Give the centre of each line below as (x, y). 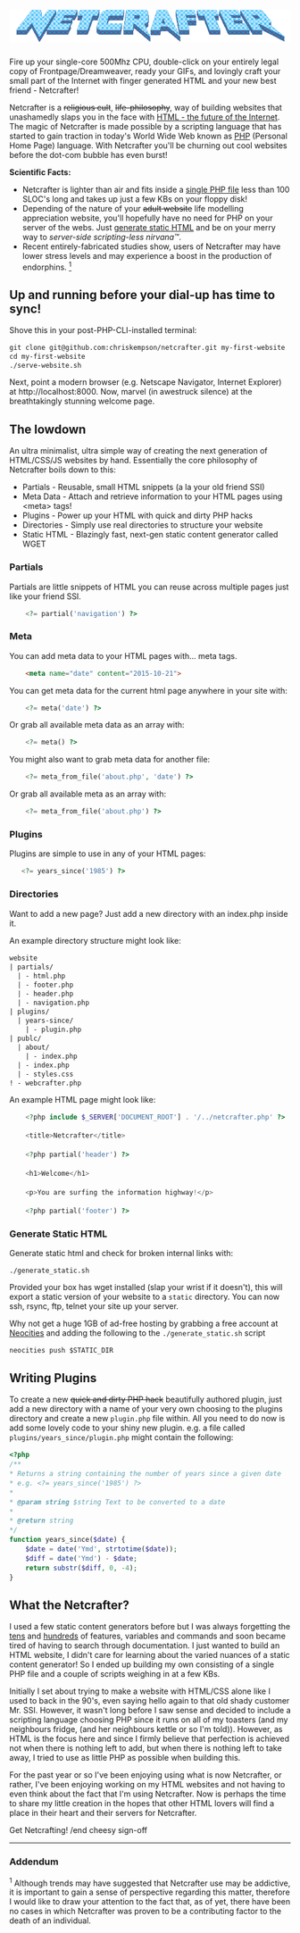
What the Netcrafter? (69, 1605)
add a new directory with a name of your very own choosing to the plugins (146, 1409)
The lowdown (48, 429)
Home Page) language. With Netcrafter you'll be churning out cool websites (148, 145)
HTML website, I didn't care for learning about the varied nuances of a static (150, 1655)
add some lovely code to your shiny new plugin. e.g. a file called (127, 1428)
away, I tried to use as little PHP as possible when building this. (125, 1758)
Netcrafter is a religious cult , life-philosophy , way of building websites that (146, 107)
